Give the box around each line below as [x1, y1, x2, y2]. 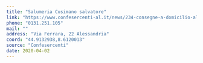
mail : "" [6, 25, 28, 32]
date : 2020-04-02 [6, 48, 50, 54]
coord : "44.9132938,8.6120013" [6, 37, 85, 43]
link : [6, 14, 20, 20]
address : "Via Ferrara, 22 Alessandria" [6, 31, 110, 37]
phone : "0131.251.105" [6, 20, 63, 26]
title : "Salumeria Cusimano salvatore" [6, 8, 107, 15]
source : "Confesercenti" [6, 43, 69, 49]
